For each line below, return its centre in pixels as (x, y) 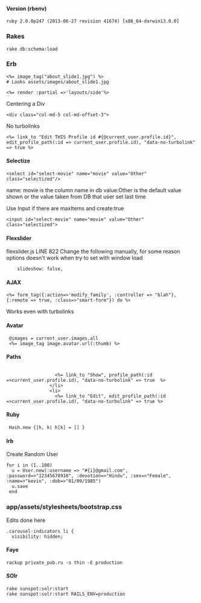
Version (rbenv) (27, 8)
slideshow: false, (40, 269)
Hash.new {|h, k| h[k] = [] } (47, 428)
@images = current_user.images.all (53, 338)
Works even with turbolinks (40, 312)
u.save (20, 486)
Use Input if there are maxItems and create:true (65, 208)
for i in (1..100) (29, 465)
